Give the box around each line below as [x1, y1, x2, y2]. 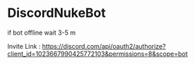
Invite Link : [7, 42, 41, 50]
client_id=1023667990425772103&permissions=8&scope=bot [7, 49, 189, 58]
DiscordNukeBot [7, 5, 106, 21]
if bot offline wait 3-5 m [7, 28, 76, 37]
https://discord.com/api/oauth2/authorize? [42, 42, 166, 50]
